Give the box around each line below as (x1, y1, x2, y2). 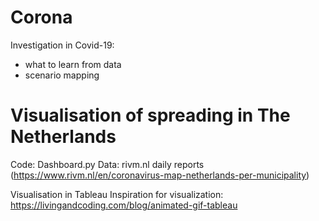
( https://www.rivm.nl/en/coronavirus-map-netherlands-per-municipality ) (10, 169, 310, 181)
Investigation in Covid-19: (10, 39, 115, 51)
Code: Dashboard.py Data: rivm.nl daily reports (10, 158, 205, 170)
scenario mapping (24, 69, 100, 81)
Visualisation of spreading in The (10, 104, 291, 127)
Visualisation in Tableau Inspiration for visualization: (10, 188, 224, 200)
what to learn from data (24, 58, 122, 70)
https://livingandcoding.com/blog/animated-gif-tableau (10, 199, 238, 211)
